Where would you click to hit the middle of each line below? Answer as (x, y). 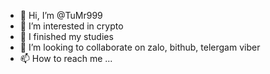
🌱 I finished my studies (66, 36)
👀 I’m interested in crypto (71, 26)
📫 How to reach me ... (66, 58)
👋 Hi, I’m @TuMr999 (61, 15)
